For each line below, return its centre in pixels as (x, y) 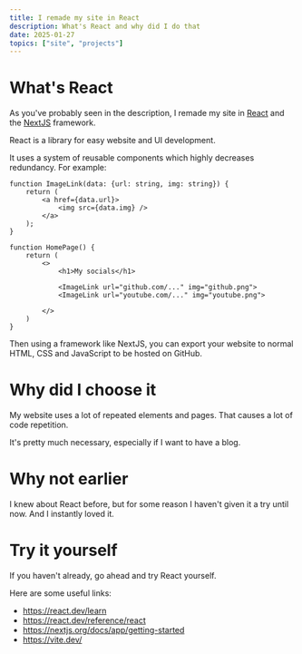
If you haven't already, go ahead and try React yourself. (113, 576)
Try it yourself (63, 551)
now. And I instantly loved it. (62, 514)
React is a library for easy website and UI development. (112, 141)
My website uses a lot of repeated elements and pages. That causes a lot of (151, 415)
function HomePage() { (52, 248)
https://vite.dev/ (52, 639)
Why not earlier (69, 479)
